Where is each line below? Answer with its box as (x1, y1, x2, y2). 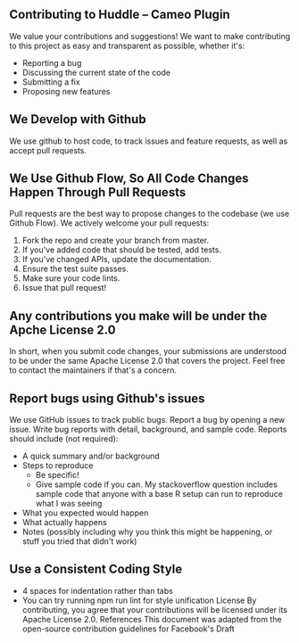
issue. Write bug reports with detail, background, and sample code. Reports (9, 424, 287, 435)
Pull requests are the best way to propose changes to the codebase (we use (9, 209, 290, 219)
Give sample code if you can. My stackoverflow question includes (35, 479, 278, 490)
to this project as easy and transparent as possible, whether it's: (9, 40, 245, 51)
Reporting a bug (21, 57, 82, 68)
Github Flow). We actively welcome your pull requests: (9, 218, 210, 228)
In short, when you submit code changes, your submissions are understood (9, 346, 287, 357)
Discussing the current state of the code (21, 67, 171, 78)
